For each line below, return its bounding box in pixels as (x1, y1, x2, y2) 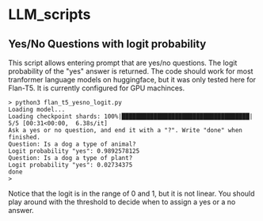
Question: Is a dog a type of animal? (8, 140, 136, 148)
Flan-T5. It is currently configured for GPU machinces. (8, 83, 185, 93)
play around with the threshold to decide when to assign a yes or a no (8, 197, 236, 207)
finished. (8, 133, 41, 141)
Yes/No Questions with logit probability (8, 37, 207, 51)
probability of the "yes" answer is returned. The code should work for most (8, 67, 253, 76)
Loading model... (8, 105, 66, 113)
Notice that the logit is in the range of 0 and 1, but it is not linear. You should (8, 189, 255, 198)
